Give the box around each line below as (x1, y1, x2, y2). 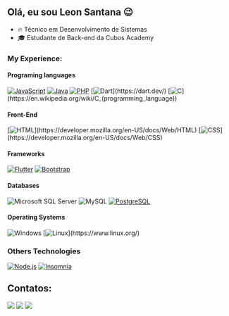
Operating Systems (7, 213, 66, 222)
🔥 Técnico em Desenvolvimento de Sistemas (17, 25, 148, 33)
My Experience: (7, 53, 63, 63)
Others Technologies (7, 246, 81, 256)
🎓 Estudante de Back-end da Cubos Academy (17, 33, 154, 42)
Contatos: (7, 282, 52, 295)
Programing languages (7, 71, 76, 80)
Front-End (7, 110, 38, 119)
